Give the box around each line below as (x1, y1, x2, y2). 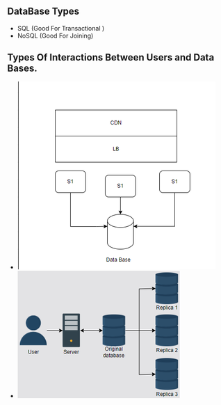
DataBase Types (7, 6, 80, 17)
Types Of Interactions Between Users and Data (7, 51, 215, 63)
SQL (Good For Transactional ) (17, 24, 105, 32)
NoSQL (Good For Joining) (17, 31, 94, 40)
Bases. (7, 63, 38, 74)
